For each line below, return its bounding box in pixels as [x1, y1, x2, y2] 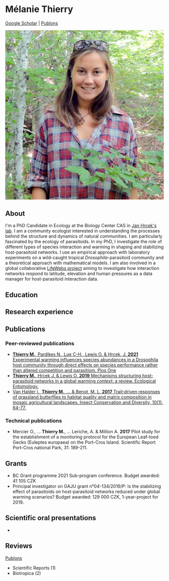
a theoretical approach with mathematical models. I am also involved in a [5, 260, 156, 266]
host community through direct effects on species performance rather [12, 362, 158, 368]
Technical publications [5, 417, 62, 424]
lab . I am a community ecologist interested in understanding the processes [5, 228, 160, 234]
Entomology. [12, 383, 39, 389]
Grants [5, 459, 27, 468]
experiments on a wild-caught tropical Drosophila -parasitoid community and [5, 255, 164, 261]
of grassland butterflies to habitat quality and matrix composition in [12, 394, 152, 400]
